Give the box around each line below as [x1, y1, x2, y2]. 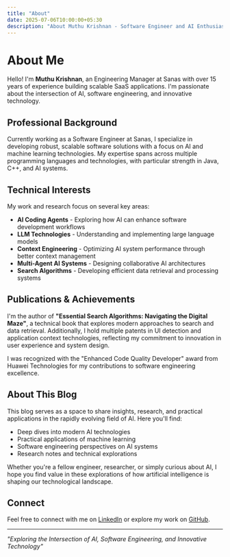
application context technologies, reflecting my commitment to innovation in [7, 333, 221, 342]
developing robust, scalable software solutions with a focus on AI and [7, 142, 203, 151]
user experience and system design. [7, 341, 110, 349]
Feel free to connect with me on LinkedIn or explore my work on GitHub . [7, 515, 210, 523]
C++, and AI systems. [7, 164, 68, 172]
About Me [7, 52, 64, 68]
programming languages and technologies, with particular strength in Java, [7, 157, 219, 165]
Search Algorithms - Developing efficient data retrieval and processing [16, 266, 219, 274]
